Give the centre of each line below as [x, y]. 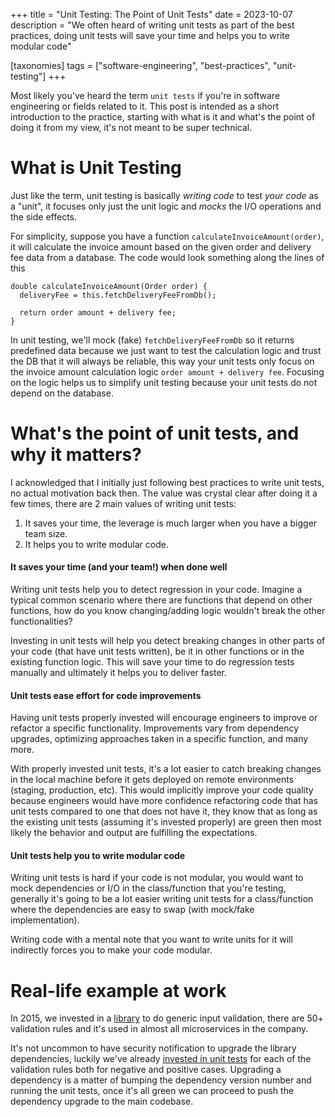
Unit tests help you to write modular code [98, 855]
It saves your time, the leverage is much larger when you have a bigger [171, 523]
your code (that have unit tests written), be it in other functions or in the [157, 651]
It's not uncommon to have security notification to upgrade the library [153, 1048]
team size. [46, 533]
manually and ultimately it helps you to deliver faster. [119, 673]
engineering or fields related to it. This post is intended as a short [145, 106]
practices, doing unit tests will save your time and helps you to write [150, 35]
